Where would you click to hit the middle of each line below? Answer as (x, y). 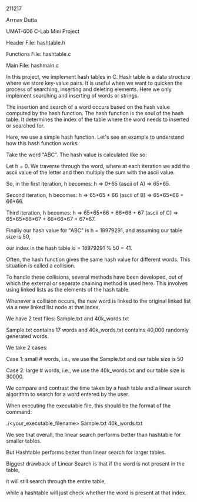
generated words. (28, 336)
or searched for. (26, 125)
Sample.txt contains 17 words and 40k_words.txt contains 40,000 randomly (98, 330)
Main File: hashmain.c (32, 65)
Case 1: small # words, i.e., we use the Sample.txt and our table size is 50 (95, 359)
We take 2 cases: (27, 347)
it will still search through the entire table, (56, 481)
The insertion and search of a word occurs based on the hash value (88, 107)
